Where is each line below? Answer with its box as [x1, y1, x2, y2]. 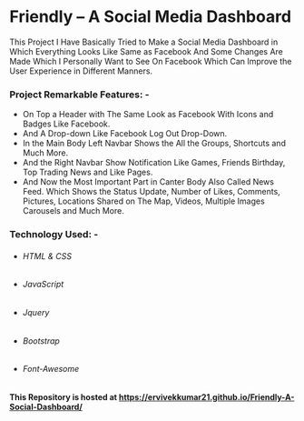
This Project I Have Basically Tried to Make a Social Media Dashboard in [9, 36, 279, 47]
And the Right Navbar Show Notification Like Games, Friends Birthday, [22, 157, 286, 168]
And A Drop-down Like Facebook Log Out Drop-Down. [22, 128, 228, 139]
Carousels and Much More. [22, 205, 124, 216]
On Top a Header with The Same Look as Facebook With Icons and [22, 109, 274, 120]
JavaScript [22, 279, 64, 290]
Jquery [22, 306, 50, 317]
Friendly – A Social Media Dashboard [9, 6, 292, 27]
